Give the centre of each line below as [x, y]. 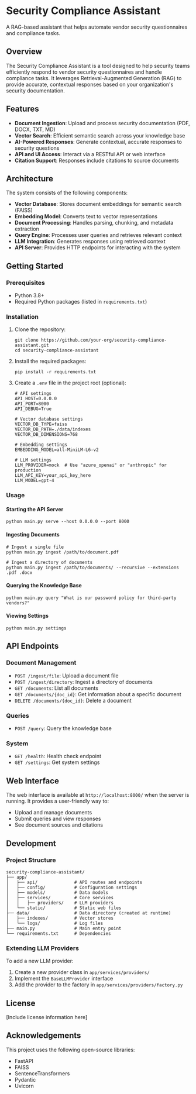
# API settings [33, 394]
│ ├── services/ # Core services [60, 897]
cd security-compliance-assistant [56, 350]
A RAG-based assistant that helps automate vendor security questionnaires [97, 27]
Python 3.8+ [30, 295]
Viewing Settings [27, 616]
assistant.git [32, 345]
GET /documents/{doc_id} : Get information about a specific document [98, 694]
